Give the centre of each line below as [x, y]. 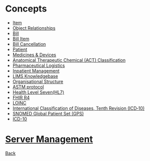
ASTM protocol [28, 87]
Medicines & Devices [34, 55]
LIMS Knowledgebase [35, 76]
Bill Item [21, 39]
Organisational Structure [38, 82]
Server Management [49, 139]
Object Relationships [34, 28]
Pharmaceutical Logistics [39, 65]
